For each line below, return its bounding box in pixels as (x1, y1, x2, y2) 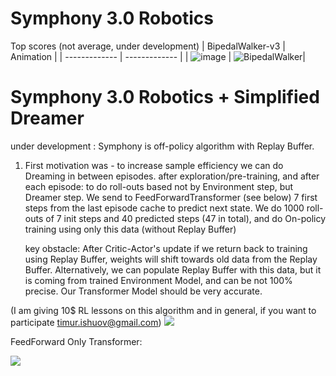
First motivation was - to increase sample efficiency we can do (24, 159, 284, 171)
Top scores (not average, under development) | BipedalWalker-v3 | (10, 40, 286, 52)
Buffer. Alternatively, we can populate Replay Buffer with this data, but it (24, 263, 322, 276)
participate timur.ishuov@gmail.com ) (10, 316, 162, 328)
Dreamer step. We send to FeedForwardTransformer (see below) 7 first (24, 191, 318, 203)
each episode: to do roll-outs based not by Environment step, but (24, 180, 294, 192)
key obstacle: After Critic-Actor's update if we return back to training (24, 242, 308, 254)
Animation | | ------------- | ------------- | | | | (10, 50, 306, 62)
